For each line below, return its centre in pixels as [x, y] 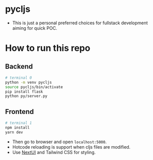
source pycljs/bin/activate [34, 87]
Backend [19, 66]
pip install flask [24, 92]
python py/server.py [26, 96]
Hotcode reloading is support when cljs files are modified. [71, 147]
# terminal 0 [19, 78]
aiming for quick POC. [35, 28]
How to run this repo [48, 48]
